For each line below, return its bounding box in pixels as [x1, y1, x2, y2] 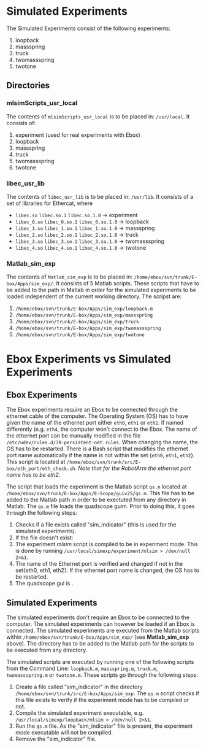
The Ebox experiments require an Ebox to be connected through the [6, 406, 178, 414]
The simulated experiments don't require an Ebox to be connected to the [6, 614, 190, 621]
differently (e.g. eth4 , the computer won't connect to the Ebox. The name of [6, 425, 197, 433]
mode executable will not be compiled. [15, 729, 113, 736]
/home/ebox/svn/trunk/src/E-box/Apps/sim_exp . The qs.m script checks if [15, 690, 199, 697]
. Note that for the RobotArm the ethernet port [74, 465, 191, 472]
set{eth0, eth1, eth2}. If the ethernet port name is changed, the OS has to [15, 566, 200, 574]
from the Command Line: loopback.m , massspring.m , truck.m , [6, 665, 158, 673]
